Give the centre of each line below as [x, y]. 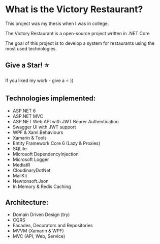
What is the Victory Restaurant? [74, 9]
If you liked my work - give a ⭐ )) [39, 80]
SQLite [20, 148]
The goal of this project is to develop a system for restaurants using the [80, 43]
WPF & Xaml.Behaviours [38, 132]
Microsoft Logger [31, 159]
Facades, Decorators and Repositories [53, 226]
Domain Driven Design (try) [41, 214]
